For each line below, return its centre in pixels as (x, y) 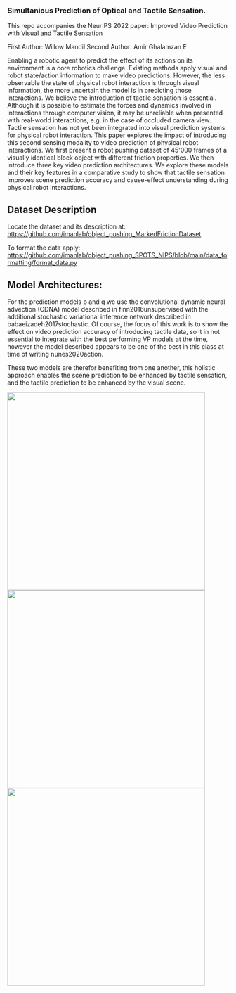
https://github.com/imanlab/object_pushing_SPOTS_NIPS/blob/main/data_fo (117, 255)
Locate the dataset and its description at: (67, 226)
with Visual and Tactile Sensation (55, 33)
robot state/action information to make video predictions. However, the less (116, 75)
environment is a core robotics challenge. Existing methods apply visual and (117, 68)
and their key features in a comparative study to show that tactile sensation (116, 173)
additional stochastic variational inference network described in (99, 316)
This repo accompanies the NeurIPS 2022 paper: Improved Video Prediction (118, 26)
